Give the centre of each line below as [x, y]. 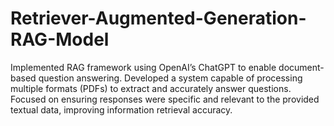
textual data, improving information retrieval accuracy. [121, 109]
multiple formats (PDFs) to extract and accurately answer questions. [151, 88]
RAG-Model [60, 39]
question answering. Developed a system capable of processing [170, 78]
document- [301, 67]
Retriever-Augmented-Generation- [158, 18]
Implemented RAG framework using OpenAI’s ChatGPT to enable [143, 67]
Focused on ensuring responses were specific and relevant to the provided [165, 99]
